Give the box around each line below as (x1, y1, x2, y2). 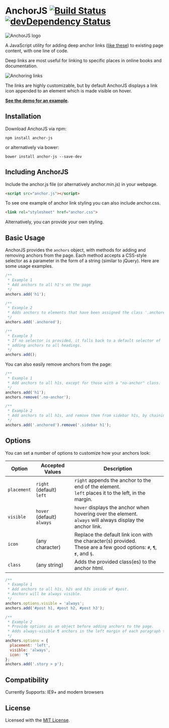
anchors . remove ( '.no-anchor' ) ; (5, 395, 71, 400)
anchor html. (74, 564, 104, 571)
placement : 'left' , (10, 643, 51, 648)
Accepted (41, 462, 65, 469)
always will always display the (74, 516, 144, 523)
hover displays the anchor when (74, 504, 150, 511)
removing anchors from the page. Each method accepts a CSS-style (5, 253, 147, 259)
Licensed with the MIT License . (5, 717, 70, 723)
